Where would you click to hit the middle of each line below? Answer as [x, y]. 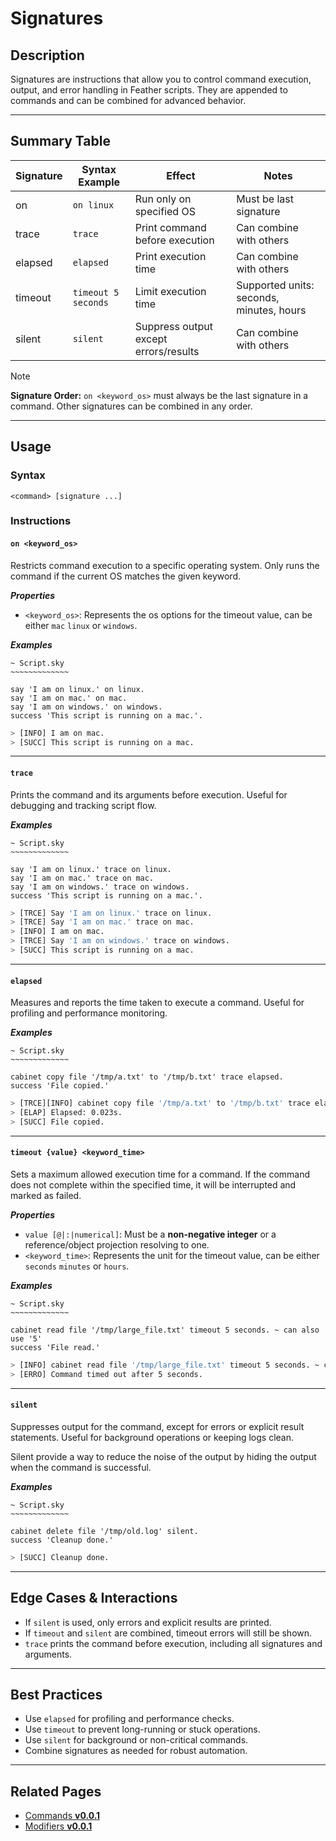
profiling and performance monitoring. [89, 1013]
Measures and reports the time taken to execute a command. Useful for [157, 1003]
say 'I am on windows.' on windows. [86, 707]
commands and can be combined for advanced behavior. [128, 100]
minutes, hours [271, 310]
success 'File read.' [55, 1347]
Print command [170, 227]
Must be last [265, 199]
